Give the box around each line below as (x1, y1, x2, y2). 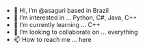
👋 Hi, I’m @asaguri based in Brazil (13, 7, 109, 14)
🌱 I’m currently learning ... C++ (13, 21, 101, 28)
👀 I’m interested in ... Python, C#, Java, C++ (13, 14, 137, 22)
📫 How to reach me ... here (13, 36, 92, 43)
